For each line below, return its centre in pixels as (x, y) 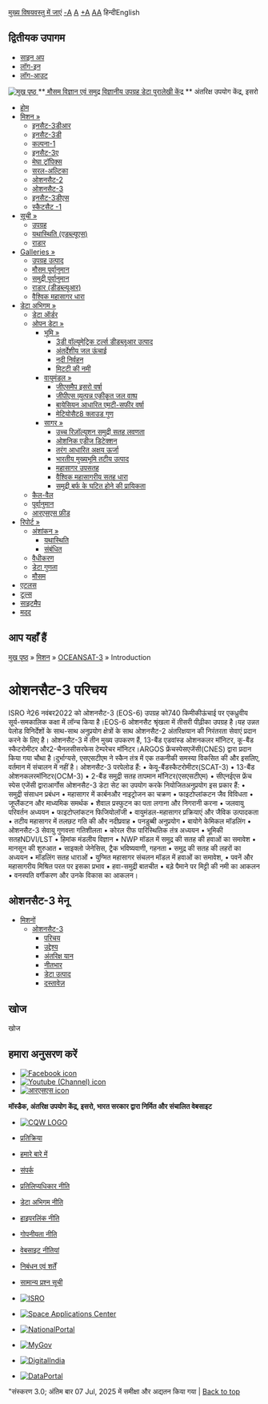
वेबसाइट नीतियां (40, 1250)
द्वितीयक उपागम (37, 38)
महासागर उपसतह (78, 467)
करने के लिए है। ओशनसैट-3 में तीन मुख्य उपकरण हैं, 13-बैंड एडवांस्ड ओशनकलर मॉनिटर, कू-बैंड (131, 740)
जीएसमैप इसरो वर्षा (79, 386)
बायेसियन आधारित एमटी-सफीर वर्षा (100, 404)
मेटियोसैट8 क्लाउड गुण (84, 414)
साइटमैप (30, 603)
